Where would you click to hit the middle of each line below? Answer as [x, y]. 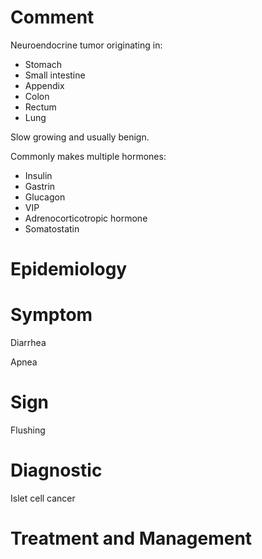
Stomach [43, 64]
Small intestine [55, 75]
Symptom [51, 315]
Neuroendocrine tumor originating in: [86, 45]
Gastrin [40, 186]
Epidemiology [69, 269]
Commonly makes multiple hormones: [88, 156]
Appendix [44, 85]
